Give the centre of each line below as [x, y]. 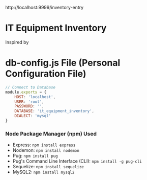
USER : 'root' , [29, 102]
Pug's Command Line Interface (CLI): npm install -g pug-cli [77, 161]
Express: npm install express [44, 145]
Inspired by [17, 42]
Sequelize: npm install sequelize [48, 167]
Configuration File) [46, 74]
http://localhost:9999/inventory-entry [45, 7]
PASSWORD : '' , [29, 106]
